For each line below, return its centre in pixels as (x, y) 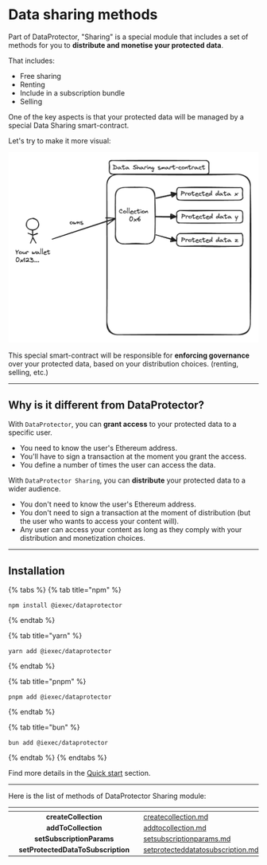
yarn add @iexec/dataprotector (60, 651)
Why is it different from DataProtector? (106, 405)
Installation (37, 571)
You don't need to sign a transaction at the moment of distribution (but (135, 513)
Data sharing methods (83, 15)
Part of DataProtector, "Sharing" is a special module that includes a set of (128, 37)
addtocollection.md (174, 828)
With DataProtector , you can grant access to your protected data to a (122, 425)
